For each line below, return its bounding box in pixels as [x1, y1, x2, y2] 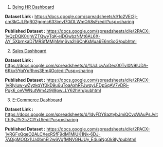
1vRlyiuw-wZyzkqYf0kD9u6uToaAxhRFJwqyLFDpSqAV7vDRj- [5, 82, 129, 88]
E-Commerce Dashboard [12, 97, 62, 103]
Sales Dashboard [12, 48, 47, 54]
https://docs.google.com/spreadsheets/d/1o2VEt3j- [34, 14, 138, 19]
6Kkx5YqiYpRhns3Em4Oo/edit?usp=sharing [5, 68, 93, 73]
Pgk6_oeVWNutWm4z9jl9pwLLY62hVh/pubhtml [5, 88, 101, 93]
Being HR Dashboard [12, 4, 54, 10]
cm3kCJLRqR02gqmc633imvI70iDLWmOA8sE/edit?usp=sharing [5, 19, 135, 24]
